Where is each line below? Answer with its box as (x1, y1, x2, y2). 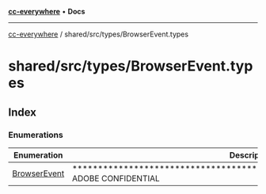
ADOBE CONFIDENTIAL (71, 173, 160, 184)
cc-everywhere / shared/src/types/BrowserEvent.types (8, 29, 188, 39)
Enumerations (8, 129, 63, 140)
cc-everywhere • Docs (8, 7, 85, 16)
